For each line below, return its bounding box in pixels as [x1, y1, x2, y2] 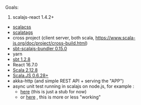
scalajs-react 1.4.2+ [12, 14, 54, 20]
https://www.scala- [95, 35, 136, 41]
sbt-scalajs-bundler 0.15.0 [12, 46, 67, 51]
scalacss [12, 24, 31, 30]
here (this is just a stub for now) [20, 89, 87, 94]
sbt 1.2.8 [12, 56, 30, 62]
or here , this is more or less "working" [20, 94, 101, 100]
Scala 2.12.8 [12, 67, 38, 73]
